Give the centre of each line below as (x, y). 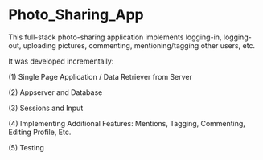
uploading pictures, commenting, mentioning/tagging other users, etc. (139, 45)
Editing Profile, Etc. (40, 132)
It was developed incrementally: (61, 61)
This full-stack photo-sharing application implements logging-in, (115, 37)
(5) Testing (26, 147)
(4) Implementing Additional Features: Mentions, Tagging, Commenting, (127, 123)
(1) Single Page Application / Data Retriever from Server (101, 76)
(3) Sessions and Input (46, 108)
